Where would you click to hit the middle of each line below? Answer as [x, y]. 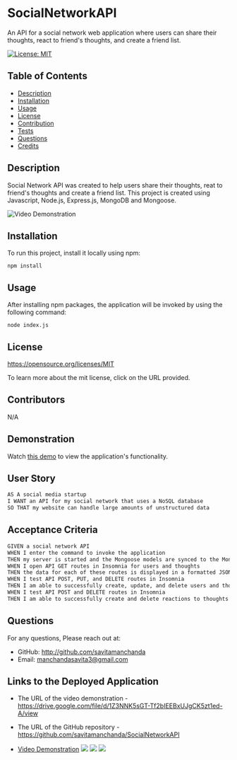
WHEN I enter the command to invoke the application [86, 553]
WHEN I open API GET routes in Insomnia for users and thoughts [104, 566]
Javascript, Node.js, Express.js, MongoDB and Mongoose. [92, 200]
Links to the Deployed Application [83, 681]
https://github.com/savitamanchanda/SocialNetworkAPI [98, 735]
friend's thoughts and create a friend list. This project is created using [109, 192]
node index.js [28, 326]
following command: [37, 312]
